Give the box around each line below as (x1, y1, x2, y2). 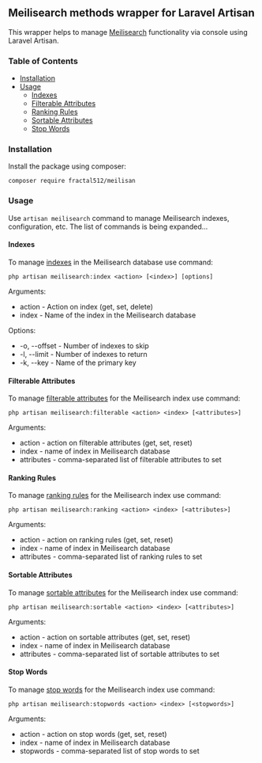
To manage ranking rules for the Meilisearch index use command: (8, 491, 222, 500)
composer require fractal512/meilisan (8, 177, 136, 185)
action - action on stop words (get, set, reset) (19, 729, 167, 738)
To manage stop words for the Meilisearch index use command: (8, 685, 215, 694)
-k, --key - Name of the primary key (19, 358, 137, 367)
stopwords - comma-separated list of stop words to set (19, 746, 200, 755)
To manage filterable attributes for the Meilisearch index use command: (8, 393, 241, 403)
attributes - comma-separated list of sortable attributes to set (19, 649, 219, 659)
